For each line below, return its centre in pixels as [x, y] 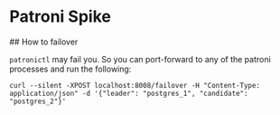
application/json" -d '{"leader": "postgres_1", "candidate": [129, 93]
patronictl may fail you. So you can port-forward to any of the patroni [140, 59]
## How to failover [44, 42]
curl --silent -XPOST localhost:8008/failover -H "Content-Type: [135, 85]
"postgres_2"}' [38, 101]
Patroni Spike [60, 17]
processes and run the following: [70, 69]
